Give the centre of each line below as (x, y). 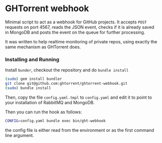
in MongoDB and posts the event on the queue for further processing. (75, 32)
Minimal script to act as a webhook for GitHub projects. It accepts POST (76, 22)
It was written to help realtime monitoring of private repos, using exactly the (81, 41)
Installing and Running (32, 59)
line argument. (20, 135)
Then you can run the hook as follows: (43, 112)
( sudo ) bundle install (28, 88)
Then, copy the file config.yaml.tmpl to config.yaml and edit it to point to (79, 97)
